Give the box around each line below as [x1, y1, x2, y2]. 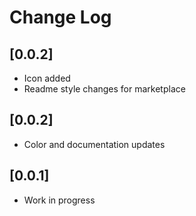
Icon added [23, 72, 71, 84]
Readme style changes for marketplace [23, 83, 186, 95]
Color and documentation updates [23, 138, 166, 150]
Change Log [9, 6, 112, 29]
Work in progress [23, 194, 96, 206]
